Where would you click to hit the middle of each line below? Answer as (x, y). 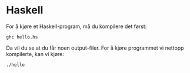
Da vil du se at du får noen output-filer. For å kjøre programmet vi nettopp (95, 48)
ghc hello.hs (22, 37)
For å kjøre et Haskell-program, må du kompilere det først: (76, 26)
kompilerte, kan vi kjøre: (35, 54)
